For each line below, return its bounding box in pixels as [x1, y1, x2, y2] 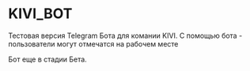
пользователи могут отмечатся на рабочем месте [8, 39, 179, 48]
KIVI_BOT [8, 5, 73, 23]
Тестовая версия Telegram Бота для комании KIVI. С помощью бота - [8, 31, 243, 40]
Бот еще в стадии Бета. [8, 54, 87, 64]
